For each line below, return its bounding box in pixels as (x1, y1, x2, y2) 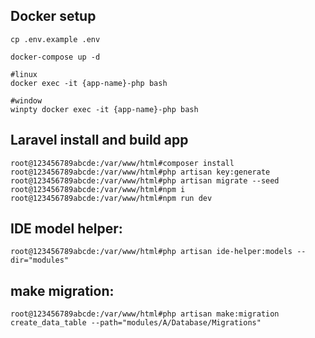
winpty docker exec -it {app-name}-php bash (10, 104, 199, 114)
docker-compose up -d (10, 52, 101, 62)
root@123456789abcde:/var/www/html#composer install (10, 158, 235, 168)
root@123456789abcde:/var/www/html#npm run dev (10, 193, 213, 203)
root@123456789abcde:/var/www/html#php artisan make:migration (10, 309, 280, 319)
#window (10, 95, 43, 106)
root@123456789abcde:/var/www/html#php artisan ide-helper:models (10, 247, 293, 257)
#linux (10, 69, 38, 79)
